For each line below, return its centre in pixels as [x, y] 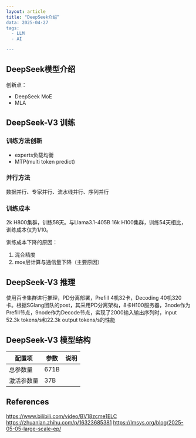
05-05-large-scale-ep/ [34, 429]
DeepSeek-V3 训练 [41, 123]
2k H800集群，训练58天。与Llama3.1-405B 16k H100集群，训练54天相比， [96, 223]
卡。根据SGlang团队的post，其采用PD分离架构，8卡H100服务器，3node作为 [98, 305]
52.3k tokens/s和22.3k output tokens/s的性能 [61, 320]
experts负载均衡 [34, 155]
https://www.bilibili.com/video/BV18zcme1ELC [62, 416]
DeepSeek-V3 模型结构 [48, 340]
